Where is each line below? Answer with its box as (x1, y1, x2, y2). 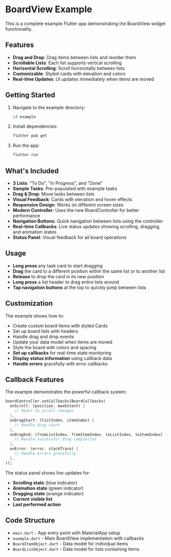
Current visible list (12, 496, 53, 502)
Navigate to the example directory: (12, 104, 85, 110)
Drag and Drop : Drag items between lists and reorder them (12, 54, 136, 60)
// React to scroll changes (14, 408, 74, 414)
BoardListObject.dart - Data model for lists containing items (12, 546, 140, 552)
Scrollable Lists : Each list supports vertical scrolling (12, 60, 122, 66)
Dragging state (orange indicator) (12, 490, 84, 496)
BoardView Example (5, 4, 93, 15)
